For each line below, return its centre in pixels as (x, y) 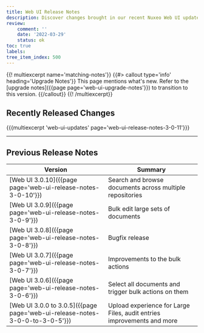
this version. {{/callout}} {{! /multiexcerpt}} (59, 94)
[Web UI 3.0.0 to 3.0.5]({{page (53, 306)
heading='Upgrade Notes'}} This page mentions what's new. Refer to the (98, 81)
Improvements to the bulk (144, 259)
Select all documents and (144, 284)
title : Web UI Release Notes (43, 12)
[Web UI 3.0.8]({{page (41, 230)
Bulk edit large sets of (139, 209)
